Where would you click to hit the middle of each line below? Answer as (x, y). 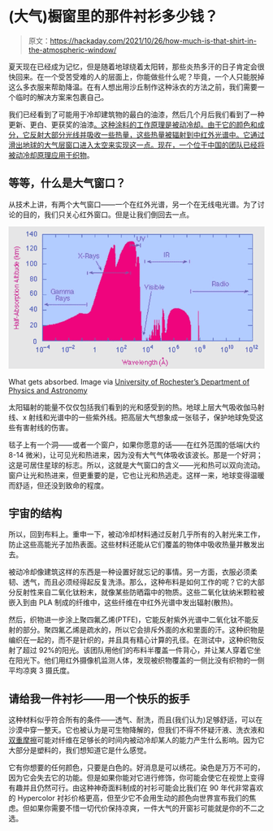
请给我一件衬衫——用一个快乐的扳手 (99, 699)
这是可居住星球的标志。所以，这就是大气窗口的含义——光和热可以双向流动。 (136, 465)
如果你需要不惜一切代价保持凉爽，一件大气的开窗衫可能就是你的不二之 (147, 808)
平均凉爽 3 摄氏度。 (41, 671)
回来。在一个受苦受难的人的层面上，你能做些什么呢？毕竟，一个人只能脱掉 (140, 76)
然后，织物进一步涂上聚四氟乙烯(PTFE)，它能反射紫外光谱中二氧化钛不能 (130, 620)
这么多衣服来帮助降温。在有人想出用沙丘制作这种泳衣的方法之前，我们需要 (133, 87)
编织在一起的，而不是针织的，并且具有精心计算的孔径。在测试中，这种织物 (133, 640)
